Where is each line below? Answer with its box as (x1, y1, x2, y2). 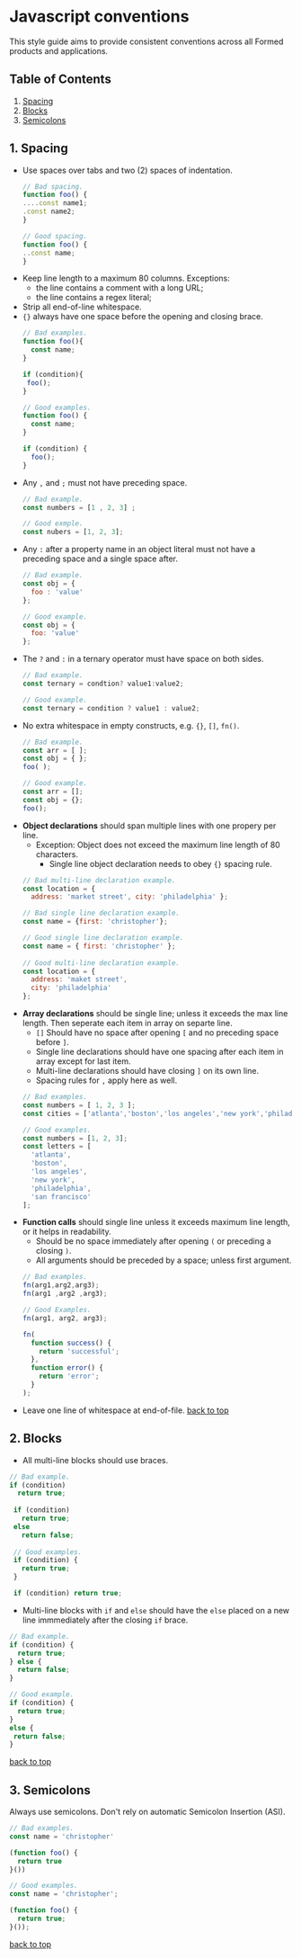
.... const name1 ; (22, 199, 88, 208)
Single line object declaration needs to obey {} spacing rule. (49, 858, 272, 869)
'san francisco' (31, 1192, 92, 1202)
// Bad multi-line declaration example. (22, 875, 176, 885)
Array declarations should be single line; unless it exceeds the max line (22, 1008, 288, 1019)
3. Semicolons (9, 1783, 92, 1798)
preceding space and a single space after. (22, 553, 178, 564)
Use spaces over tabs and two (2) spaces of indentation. (22, 165, 234, 175)
